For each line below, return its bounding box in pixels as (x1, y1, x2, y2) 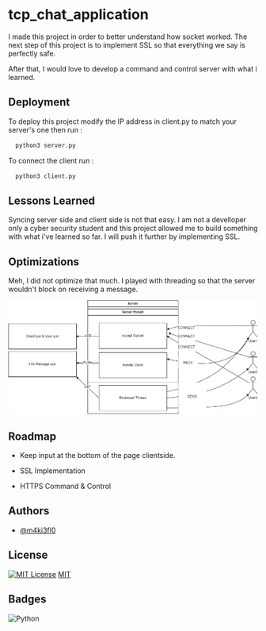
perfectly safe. (8, 48, 56, 58)
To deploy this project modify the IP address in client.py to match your (8, 117, 237, 126)
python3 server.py (15, 141, 77, 149)
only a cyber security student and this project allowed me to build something (8, 224, 258, 233)
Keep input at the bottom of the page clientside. (19, 451, 176, 460)
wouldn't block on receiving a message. (8, 284, 139, 294)
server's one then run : (8, 125, 83, 134)
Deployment (8, 95, 70, 109)
